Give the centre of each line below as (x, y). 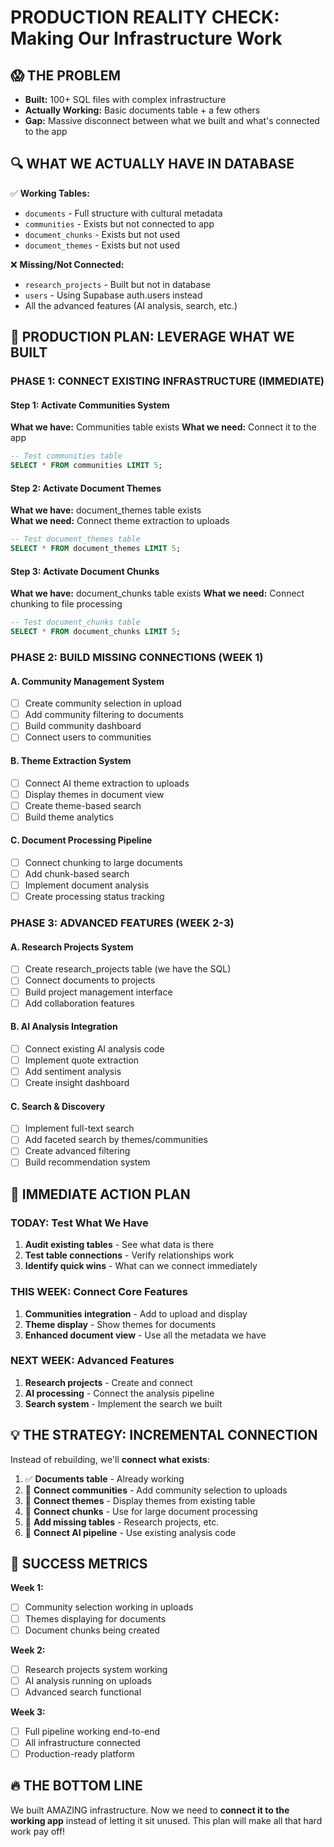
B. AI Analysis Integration (64, 1027)
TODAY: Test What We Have (79, 1223)
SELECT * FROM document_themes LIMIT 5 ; (96, 549)
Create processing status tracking (94, 897)
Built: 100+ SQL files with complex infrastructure (125, 99)
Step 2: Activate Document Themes (86, 488)
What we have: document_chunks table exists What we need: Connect (157, 593)
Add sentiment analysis (73, 1071)
